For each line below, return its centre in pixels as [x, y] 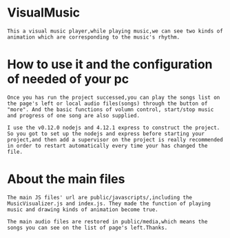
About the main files [66, 179]
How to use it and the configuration [110, 65]
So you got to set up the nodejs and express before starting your [106, 133]
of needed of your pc [68, 79]
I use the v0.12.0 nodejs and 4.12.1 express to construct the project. [114, 128]
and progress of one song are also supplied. [73, 115]
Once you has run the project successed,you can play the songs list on [114, 97]
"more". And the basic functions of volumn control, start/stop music [111, 109]
